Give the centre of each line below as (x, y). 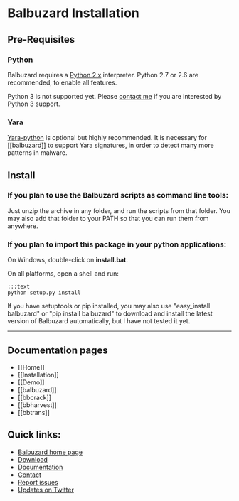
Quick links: (34, 435)
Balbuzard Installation (74, 13)
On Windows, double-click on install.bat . (68, 260)
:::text (19, 287)
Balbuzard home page (50, 452)
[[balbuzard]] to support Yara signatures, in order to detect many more (111, 145)
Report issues (38, 482)
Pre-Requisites (41, 39)
